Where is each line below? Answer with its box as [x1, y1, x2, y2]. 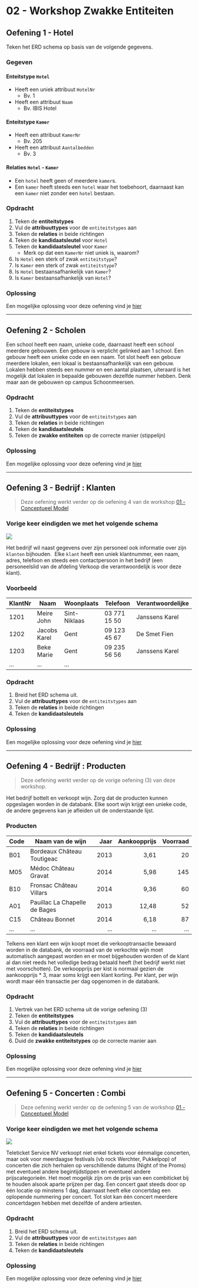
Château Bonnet [30, 915, 75, 923]
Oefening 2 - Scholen [6, 325, 86, 335]
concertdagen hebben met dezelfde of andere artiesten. [6, 1199, 143, 1207]
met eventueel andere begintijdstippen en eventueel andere [6, 1168, 151, 1175]
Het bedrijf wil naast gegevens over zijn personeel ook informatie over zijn [6, 544, 187, 551]
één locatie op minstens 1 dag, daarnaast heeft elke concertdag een [6, 1187, 171, 1194]
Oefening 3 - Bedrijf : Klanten [6, 483, 116, 493]
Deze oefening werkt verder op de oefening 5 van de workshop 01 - [20, 1104, 186, 1111]
